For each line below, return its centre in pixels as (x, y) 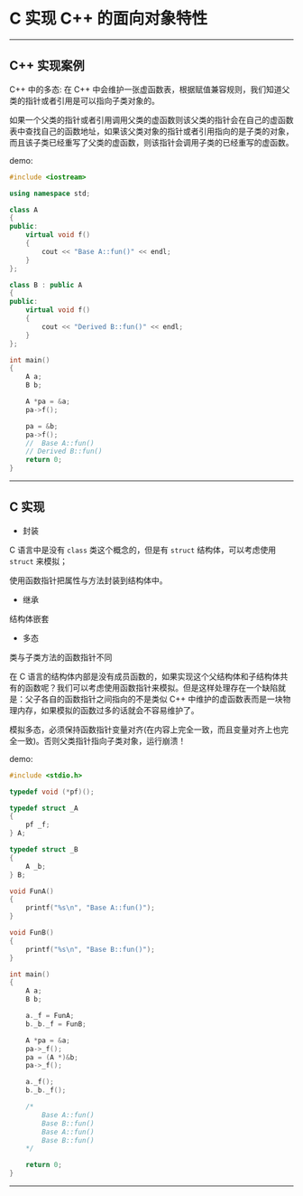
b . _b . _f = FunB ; (56, 1024)
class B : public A (46, 285)
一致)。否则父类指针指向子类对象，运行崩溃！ (101, 740)
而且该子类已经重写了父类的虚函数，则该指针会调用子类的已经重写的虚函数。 (151, 142)
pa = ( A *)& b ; (52, 1057)
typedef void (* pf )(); (52, 792)
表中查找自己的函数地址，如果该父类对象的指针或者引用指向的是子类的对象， (151, 131)
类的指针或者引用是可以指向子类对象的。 (84, 100)
